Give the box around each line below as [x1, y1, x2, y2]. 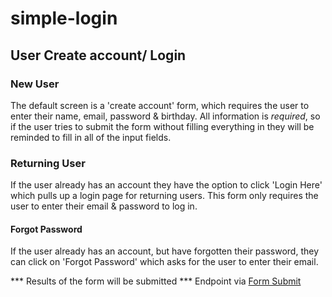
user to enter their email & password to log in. [10, 200, 198, 212]
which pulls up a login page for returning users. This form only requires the [10, 190, 319, 202]
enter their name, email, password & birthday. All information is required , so [10, 110, 321, 122]
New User [10, 77, 60, 91]
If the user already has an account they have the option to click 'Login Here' [10, 179, 323, 191]
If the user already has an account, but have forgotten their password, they [10, 245, 320, 257]
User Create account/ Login [10, 47, 187, 64]
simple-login [10, 7, 118, 30]
